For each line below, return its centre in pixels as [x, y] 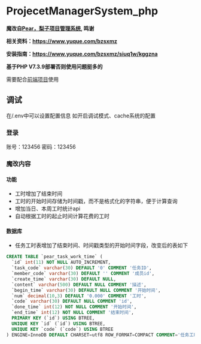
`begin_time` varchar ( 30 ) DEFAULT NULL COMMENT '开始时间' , [86, 290]
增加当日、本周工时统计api [48, 209]
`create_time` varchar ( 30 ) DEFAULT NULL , [64, 279]
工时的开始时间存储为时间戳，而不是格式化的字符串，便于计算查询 [96, 201]
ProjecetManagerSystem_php [82, 11]
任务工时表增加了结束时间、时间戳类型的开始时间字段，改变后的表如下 [101, 245]
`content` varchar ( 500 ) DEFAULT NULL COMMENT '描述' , [79, 285]
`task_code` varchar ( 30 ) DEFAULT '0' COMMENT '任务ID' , [82, 268]
